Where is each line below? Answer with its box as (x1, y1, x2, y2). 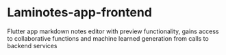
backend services (7, 41, 58, 50)
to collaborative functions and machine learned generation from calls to (7, 34, 209, 42)
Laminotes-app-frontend (7, 5, 153, 20)
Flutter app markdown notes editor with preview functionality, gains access (7, 27, 219, 35)
